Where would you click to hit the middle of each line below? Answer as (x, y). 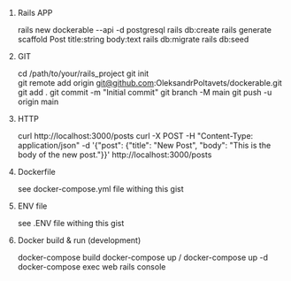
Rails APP (35, 13)
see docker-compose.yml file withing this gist (100, 189)
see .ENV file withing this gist (71, 223)
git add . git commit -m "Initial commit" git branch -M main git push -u (145, 92)
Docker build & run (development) (79, 240)
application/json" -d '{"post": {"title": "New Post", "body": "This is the (144, 145)
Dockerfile (36, 172)
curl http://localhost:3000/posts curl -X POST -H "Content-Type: (135, 136)
